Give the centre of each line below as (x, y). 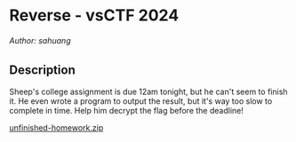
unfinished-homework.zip (56, 127)
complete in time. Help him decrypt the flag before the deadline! (127, 110)
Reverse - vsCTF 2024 (94, 16)
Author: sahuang (40, 40)
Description (42, 71)
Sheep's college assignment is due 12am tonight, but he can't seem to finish (148, 91)
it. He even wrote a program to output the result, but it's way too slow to (141, 101)
